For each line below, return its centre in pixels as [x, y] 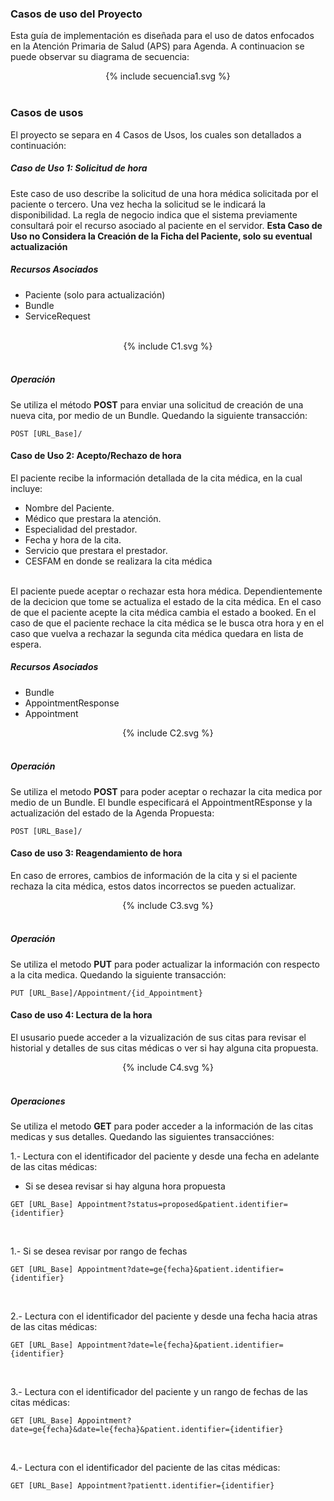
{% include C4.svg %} [168, 1068]
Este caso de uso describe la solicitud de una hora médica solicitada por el [164, 193]
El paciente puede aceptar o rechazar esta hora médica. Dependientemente [166, 591]
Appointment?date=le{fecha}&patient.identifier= [180, 1345]
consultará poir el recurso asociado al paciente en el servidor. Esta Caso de [166, 225]
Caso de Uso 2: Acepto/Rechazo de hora [96, 456]
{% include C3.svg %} [168, 905]
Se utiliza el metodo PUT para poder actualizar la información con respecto [165, 964]
